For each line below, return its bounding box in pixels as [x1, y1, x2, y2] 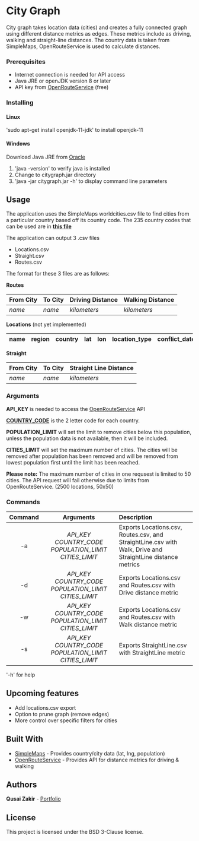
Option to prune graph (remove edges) [14, 710, 110, 717]
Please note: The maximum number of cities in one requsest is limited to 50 [6, 470, 191, 478]
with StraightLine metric [118, 649, 185, 657]
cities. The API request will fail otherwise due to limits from [6, 476, 149, 483]
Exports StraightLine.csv [118, 641, 187, 649]
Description [118, 513, 153, 521]
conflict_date [157, 335, 195, 343]
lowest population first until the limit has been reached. [6, 459, 140, 466]
